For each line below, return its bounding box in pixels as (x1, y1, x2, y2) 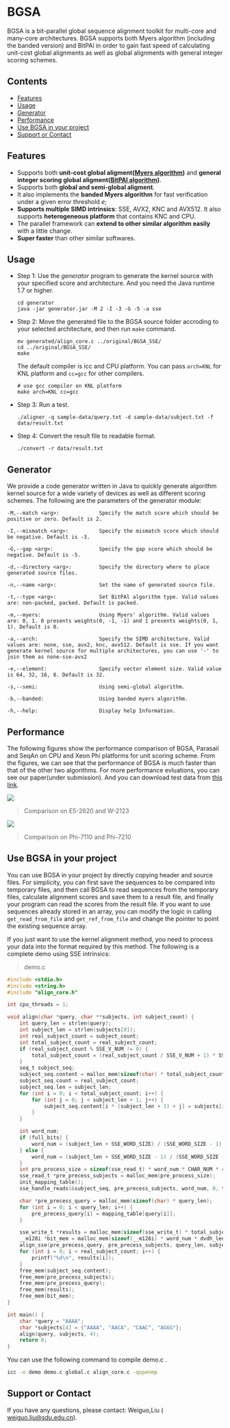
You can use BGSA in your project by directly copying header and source (7, 870, 214, 879)
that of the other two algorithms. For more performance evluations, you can (7, 766, 220, 774)
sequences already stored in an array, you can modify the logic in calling (7, 907, 212, 915)
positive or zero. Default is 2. (7, 516, 103, 523)
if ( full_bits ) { (19, 1134, 69, 1141)
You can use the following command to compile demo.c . (7, 1355, 168, 1364)
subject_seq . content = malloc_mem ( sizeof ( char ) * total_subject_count (19, 1071, 225, 1078)
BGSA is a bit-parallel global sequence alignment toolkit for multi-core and (7, 27, 217, 35)
